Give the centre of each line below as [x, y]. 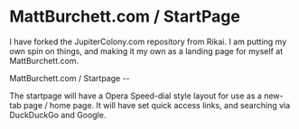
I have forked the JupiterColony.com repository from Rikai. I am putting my [148, 41]
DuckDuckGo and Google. [58, 115]
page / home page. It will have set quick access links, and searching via [157, 105]
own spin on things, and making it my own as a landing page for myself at [146, 51]
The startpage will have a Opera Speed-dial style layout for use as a [135, 96]
